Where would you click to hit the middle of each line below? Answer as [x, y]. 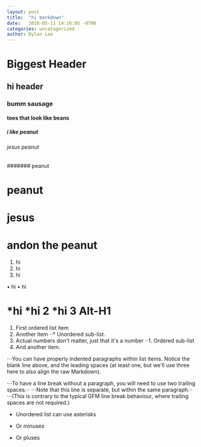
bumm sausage [30, 103]
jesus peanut [23, 147]
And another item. [38, 347]
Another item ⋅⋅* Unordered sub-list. [60, 334]
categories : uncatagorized [41, 29]
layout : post [23, 12]
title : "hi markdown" [35, 18]
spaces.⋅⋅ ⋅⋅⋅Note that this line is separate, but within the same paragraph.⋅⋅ [100, 390]
